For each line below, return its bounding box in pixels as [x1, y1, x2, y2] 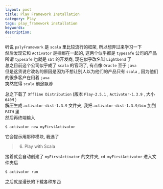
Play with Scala [24, 143, 55, 149]
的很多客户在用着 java [5, 74, 50, 80]
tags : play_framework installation [5, 21, 78, 26]
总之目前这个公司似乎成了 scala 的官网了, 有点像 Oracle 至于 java [5, 62, 137, 68]
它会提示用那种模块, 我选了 [5, 134, 59, 140]
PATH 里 [5, 109, 20, 114]
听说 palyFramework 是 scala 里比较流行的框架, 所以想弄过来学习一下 [5, 44, 142, 49]
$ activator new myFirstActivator [5, 124, 76, 129]
